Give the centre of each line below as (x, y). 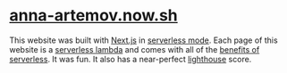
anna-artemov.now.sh (94, 16)
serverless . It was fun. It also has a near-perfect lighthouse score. (131, 59)
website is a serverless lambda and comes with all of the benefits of (135, 49)
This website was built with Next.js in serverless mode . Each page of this (144, 40)
